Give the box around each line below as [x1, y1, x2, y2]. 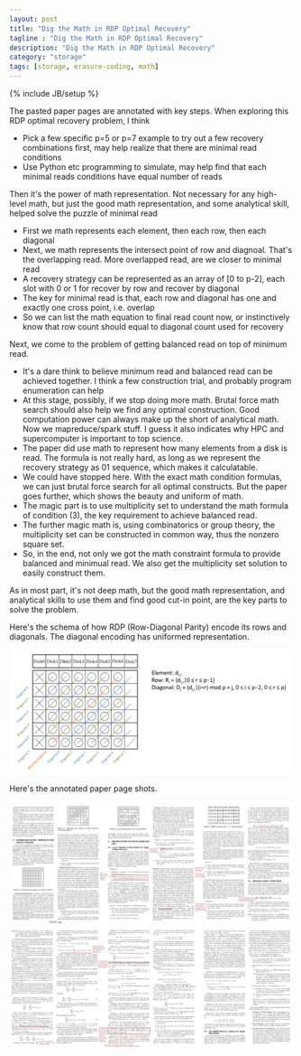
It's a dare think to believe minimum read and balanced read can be [22, 366, 273, 377]
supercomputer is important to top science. [22, 434, 184, 444]
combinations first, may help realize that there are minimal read [22, 143, 257, 153]
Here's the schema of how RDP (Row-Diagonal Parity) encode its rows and [9, 621, 287, 632]
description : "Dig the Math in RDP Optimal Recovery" [9, 43, 216, 52]
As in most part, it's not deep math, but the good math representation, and [9, 585, 286, 595]
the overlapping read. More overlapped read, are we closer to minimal [22, 254, 282, 265]
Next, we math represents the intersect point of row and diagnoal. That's [22, 245, 293, 255]
